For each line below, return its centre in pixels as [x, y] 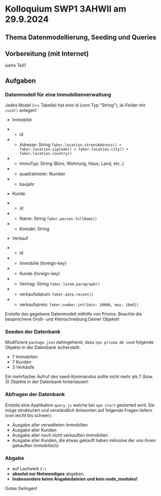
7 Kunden [22, 362]
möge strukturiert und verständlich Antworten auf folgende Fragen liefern [79, 410]
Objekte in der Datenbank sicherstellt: [43, 347]
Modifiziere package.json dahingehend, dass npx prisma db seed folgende [80, 342]
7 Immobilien [25, 357]
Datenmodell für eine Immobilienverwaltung [58, 94]
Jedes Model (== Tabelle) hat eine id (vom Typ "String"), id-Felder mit [75, 105]
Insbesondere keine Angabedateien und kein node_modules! [75, 479]
